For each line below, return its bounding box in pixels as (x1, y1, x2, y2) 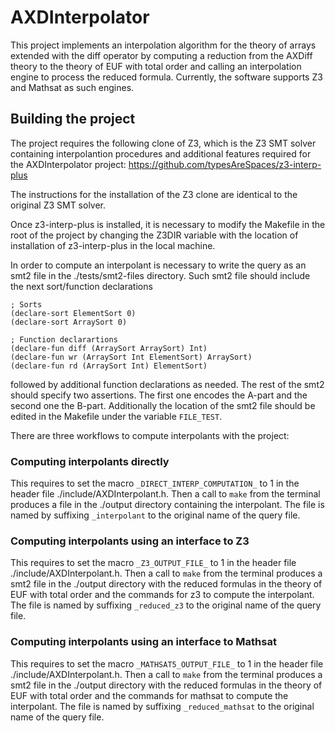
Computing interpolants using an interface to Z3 (10, 534, 250, 548)
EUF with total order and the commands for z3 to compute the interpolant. (10, 589, 315, 601)
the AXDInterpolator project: (10, 158, 127, 170)
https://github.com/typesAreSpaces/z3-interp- (128, 158, 322, 170)
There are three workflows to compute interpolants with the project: (10, 429, 290, 441)
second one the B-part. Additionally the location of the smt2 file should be (10, 399, 316, 411)
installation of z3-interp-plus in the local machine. (10, 239, 216, 251)
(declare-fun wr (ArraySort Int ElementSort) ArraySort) (10, 352, 253, 362)
